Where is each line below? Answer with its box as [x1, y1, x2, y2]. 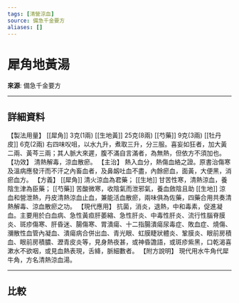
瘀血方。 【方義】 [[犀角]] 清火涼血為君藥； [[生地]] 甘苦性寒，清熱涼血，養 [7, 176, 228, 184]
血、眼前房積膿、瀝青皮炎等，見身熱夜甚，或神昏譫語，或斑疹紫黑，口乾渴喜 [7, 238, 232, 246]
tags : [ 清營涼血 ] [7, 10, 55, 18]
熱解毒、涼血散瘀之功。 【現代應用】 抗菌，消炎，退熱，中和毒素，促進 [7, 202, 217, 211]
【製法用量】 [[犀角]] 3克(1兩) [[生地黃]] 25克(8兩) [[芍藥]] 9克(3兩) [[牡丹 [7, 131, 222, 139]
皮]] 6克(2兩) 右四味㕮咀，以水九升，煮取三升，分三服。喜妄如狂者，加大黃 [7, 140, 228, 149]
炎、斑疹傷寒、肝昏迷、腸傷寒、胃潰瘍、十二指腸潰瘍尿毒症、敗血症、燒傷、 [7, 220, 232, 228]
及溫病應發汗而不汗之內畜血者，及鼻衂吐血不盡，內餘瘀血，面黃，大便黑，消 [7, 166, 232, 175]
